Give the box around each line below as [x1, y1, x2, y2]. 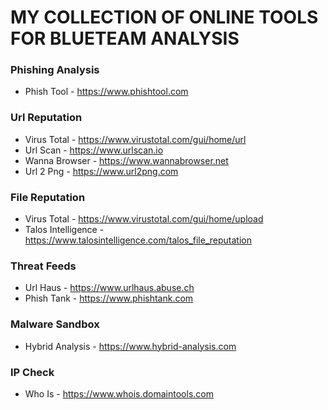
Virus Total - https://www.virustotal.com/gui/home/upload [24, 213, 264, 225]
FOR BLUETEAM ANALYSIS [10, 27, 240, 50]
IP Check [10, 365, 55, 379]
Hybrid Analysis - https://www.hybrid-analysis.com [24, 340, 237, 352]
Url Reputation [10, 111, 83, 125]
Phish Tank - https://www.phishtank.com [24, 292, 194, 305]
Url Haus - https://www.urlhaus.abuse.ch [24, 282, 195, 294]
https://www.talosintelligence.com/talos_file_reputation [24, 234, 252, 246]
